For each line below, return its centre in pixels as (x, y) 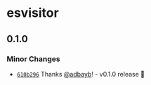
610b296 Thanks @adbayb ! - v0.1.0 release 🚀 (81, 74)
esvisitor (33, 13)
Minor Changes (33, 59)
